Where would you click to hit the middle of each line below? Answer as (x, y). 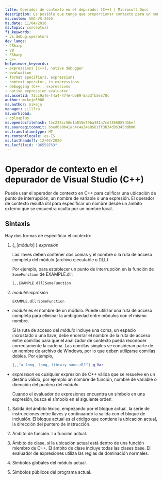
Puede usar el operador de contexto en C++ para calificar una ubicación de (81, 193)
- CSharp (14, 46)
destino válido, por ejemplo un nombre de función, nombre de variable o (84, 379)
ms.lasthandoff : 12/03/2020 (33, 141)
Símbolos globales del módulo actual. (49, 463)
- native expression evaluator (37, 91)
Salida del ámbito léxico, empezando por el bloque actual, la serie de (81, 409)
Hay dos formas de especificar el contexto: (48, 235)
